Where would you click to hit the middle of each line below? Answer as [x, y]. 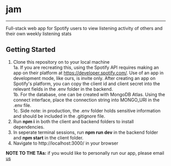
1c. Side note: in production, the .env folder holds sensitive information [87, 110]
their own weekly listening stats [39, 34]
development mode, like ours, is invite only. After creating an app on [84, 78]
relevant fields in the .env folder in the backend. [63, 89]
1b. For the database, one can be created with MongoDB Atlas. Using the [89, 94]
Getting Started [31, 50]
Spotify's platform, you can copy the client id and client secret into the [87, 84]
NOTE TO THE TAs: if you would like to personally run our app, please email [85, 153]
